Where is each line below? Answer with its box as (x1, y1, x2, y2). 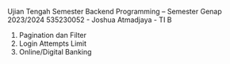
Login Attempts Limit (18, 39, 87, 48)
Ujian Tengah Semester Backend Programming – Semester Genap (7, 7, 223, 16)
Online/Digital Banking (18, 47, 92, 56)
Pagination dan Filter (18, 31, 87, 40)
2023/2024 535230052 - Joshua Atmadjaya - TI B (7, 15, 172, 24)
